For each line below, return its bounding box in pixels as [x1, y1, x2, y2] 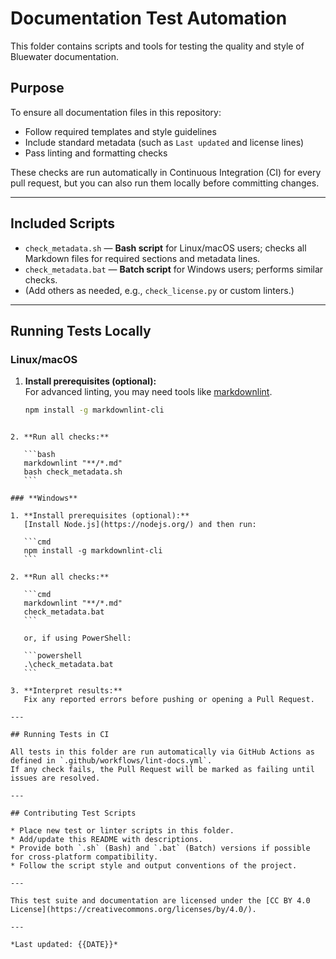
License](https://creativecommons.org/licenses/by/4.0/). [10, 905, 257, 915]
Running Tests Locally [10, 322, 152, 339]
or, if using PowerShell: [23, 633, 132, 644]
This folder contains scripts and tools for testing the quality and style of [10, 40, 305, 52]
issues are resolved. [10, 773, 101, 784]
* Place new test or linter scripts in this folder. [10, 826, 235, 836]
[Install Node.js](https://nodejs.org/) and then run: [23, 520, 257, 530]
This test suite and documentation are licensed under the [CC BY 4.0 [10, 896, 311, 906]
